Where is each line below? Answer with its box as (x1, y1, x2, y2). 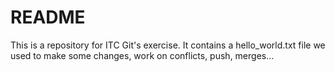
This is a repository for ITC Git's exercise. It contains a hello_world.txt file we (10, 39, 326, 51)
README (10, 6, 86, 29)
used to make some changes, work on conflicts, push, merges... (10, 49, 275, 61)
